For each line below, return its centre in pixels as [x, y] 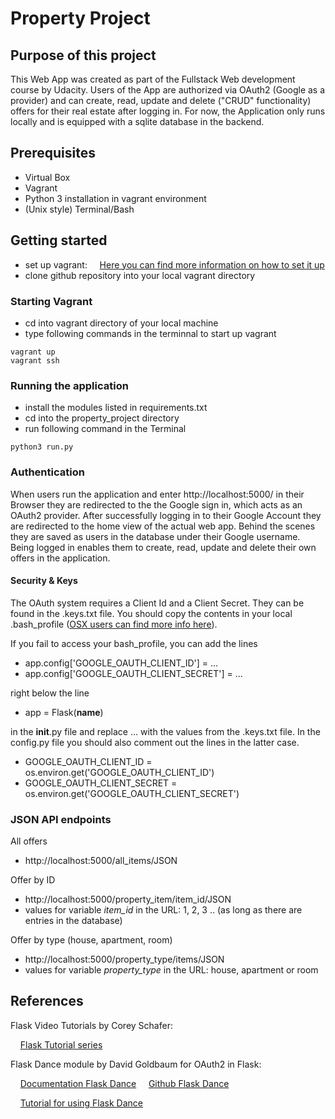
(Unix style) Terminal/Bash [79, 209]
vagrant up [33, 352]
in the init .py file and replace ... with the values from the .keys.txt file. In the [165, 731]
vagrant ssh [35, 360]
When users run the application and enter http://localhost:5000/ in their [157, 494]
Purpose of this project [83, 55]
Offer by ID [33, 880]
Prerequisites [53, 153]
